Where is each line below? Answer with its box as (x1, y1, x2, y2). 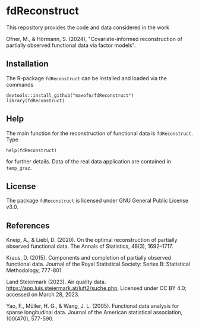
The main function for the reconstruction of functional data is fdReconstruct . (6, 130, 193, 137)
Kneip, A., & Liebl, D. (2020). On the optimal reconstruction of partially (6, 236, 178, 244)
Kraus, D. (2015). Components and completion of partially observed (6, 254, 171, 261)
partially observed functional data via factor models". (6, 42, 136, 49)
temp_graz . (6, 164, 32, 171)
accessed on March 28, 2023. (6, 291, 80, 298)
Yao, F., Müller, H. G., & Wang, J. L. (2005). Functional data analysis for (6, 302, 179, 310)
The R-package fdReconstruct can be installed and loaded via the (6, 74, 168, 81)
